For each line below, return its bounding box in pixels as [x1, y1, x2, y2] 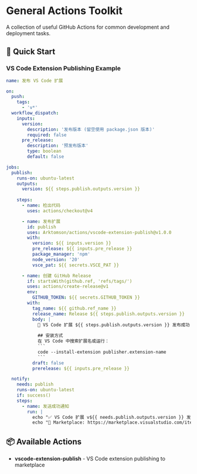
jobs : [6, 164, 19, 170]
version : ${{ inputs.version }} [32, 241, 111, 246]
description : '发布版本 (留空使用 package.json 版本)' [27, 126, 155, 133]
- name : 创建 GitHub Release [21, 273, 91, 279]
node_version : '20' [32, 256, 80, 262]
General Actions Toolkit [6, 4, 123, 18]
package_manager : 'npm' [32, 251, 91, 257]
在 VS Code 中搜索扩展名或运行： [37, 338, 110, 344]
